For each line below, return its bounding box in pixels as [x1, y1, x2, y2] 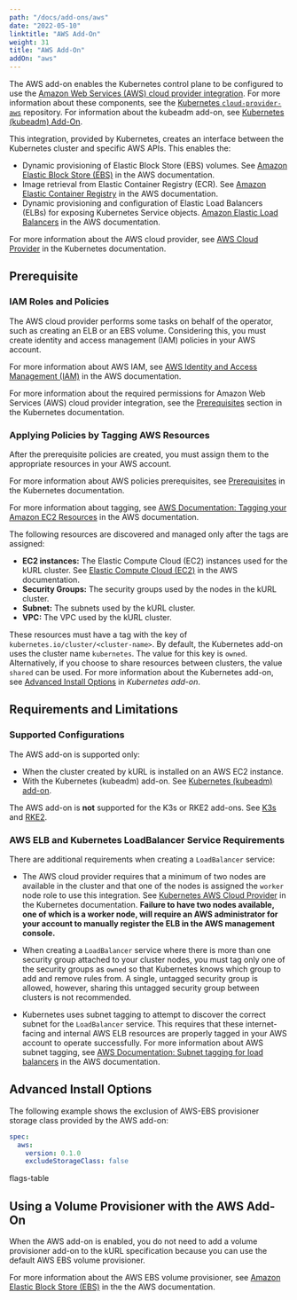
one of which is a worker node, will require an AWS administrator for [21, 909, 278, 919]
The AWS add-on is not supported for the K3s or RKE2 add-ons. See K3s [9, 802, 277, 813]
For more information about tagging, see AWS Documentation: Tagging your [9, 502, 287, 513]
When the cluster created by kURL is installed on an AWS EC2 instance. [21, 766, 284, 776]
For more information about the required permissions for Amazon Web [9, 388, 266, 398]
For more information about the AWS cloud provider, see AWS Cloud [9, 234, 259, 244]
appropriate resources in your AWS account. [9, 458, 172, 469]
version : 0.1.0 [25, 1148, 82, 1158]
